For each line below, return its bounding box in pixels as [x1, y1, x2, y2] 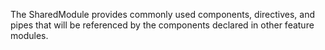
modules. [10, 30, 49, 41]
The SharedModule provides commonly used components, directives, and [10, 9, 316, 20]
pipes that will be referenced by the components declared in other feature [10, 19, 315, 31]
